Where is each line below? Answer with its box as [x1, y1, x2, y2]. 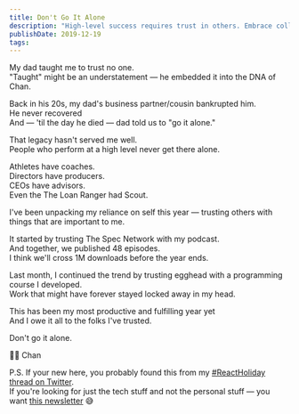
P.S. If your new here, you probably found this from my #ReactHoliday [9, 367, 266, 378]
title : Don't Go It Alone [9, 12, 105, 22]
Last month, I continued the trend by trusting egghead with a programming [9, 270, 283, 280]
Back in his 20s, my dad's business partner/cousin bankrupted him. [9, 99, 256, 110]
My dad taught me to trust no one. [9, 62, 135, 73]
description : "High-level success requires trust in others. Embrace [9, 21, 273, 30]
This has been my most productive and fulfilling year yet [9, 306, 215, 317]
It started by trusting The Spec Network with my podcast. [9, 233, 220, 245]
